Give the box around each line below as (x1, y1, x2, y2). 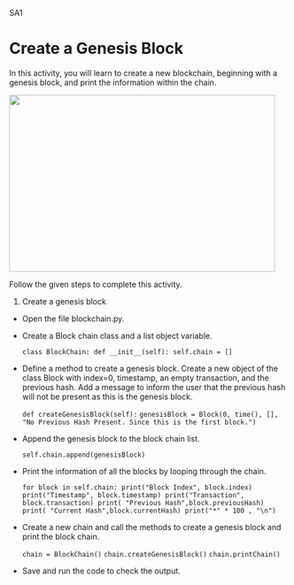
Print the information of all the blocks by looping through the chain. (21, 466, 267, 476)
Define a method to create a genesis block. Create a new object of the (21, 363, 279, 373)
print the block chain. (21, 531, 100, 542)
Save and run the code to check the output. (21, 566, 182, 576)
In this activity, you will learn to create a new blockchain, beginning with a (9, 67, 278, 78)
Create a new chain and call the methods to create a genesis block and (21, 521, 282, 532)
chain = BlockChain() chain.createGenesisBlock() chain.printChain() (21, 550, 281, 558)
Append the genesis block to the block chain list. (21, 433, 200, 443)
